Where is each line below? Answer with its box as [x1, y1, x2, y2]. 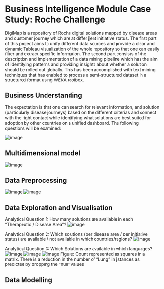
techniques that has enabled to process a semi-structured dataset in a [5, 72, 147, 78]
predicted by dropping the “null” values [5, 262, 84, 267]
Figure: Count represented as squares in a [60, 251, 145, 257]
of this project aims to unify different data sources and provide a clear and [5, 40, 155, 46]
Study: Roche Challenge [5, 14, 106, 25]
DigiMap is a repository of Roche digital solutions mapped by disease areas [5, 30, 157, 36]
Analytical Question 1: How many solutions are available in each [5, 216, 133, 222]
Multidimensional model [5, 149, 81, 158]
